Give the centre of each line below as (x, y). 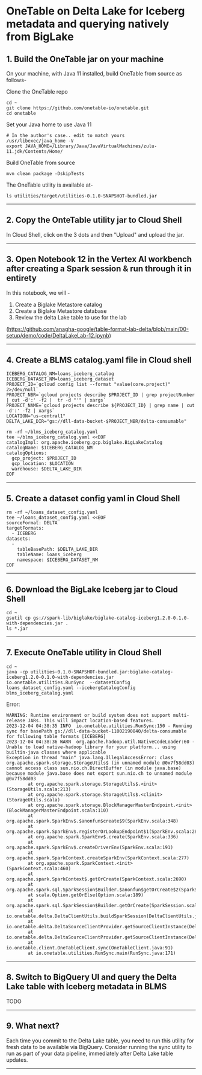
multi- (181, 715)
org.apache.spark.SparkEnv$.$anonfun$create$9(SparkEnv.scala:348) (93, 821)
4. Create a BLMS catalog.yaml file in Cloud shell (99, 360)
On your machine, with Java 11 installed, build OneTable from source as (94, 73)
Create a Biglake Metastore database (61, 311)
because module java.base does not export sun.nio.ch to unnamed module (99, 773)
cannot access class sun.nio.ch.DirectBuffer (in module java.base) (94, 768)
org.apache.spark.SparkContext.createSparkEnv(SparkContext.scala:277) (98, 858)
